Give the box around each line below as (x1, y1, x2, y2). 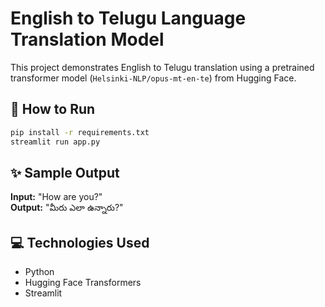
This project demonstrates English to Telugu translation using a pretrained (10, 61, 315, 73)
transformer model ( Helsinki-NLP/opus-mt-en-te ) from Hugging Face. (10, 72, 297, 84)
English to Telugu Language (10, 7, 247, 30)
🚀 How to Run (10, 101, 96, 118)
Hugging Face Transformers (24, 277, 142, 289)
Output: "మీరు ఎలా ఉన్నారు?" (10, 202, 124, 214)
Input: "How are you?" (10, 191, 103, 203)
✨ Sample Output (10, 164, 120, 181)
